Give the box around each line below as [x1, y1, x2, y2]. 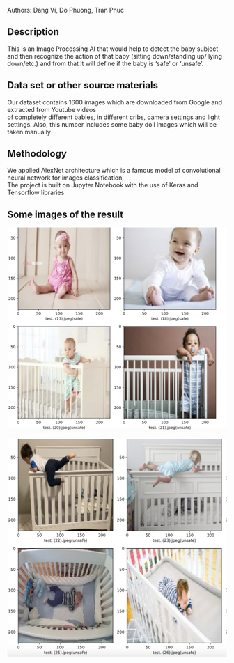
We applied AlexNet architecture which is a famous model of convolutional [7, 166, 221, 175]
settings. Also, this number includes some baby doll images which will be [7, 120, 217, 128]
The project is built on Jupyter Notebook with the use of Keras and [7, 181, 198, 189]
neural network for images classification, [7, 173, 124, 182]
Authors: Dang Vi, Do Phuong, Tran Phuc [7, 6, 124, 14]
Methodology [7, 148, 68, 159]
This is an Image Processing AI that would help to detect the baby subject [7, 45, 219, 53]
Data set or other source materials [7, 79, 159, 91]
